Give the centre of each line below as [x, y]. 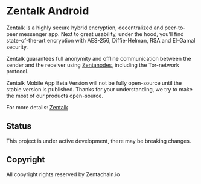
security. [17, 47]
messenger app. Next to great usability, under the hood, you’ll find [101, 34]
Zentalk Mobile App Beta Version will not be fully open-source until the [94, 83]
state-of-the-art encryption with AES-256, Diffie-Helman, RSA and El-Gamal [101, 40]
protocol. [18, 71]
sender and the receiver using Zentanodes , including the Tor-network [93, 65]
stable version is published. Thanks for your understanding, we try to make [100, 89]
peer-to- [175, 28]
